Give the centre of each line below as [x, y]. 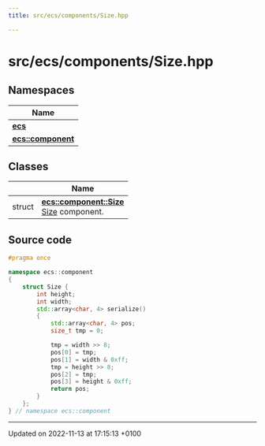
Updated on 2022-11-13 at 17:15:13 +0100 [75, 433]
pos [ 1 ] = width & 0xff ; [89, 359]
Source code [40, 240]
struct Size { [45, 287]
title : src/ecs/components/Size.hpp [68, 15]
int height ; [56, 294]
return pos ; [70, 389]
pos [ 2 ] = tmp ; [73, 374]
